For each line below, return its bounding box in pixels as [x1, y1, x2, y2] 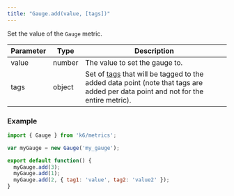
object [52, 82, 74, 91]
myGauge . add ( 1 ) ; [13, 170, 61, 177]
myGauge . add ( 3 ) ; [13, 163, 61, 171]
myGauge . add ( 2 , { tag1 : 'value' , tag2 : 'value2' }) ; [13, 176, 170, 183]
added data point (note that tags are [85, 77, 203, 87]
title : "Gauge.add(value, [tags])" [7, 10, 111, 17]
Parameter [10, 46, 47, 56]
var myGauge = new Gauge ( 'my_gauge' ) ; [7, 144, 120, 151]
